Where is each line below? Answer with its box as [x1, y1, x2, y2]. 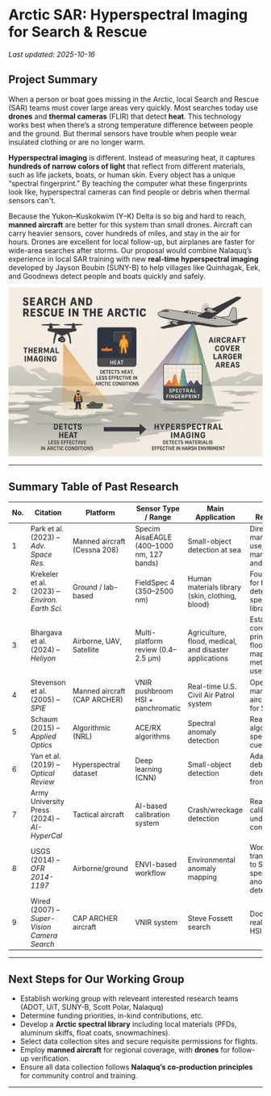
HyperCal [31, 831, 63, 840]
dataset [72, 769, 98, 778]
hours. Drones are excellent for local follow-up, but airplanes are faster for [8, 236, 256, 247]
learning [135, 764, 163, 773]
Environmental [187, 855, 236, 865]
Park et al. [31, 523, 65, 533]
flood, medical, [187, 636, 237, 646]
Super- [31, 913, 56, 923]
